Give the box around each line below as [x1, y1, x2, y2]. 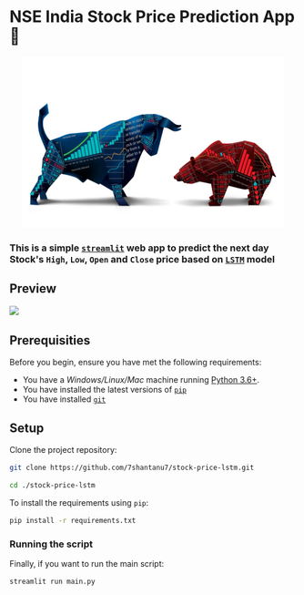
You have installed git [22, 394, 106, 405]
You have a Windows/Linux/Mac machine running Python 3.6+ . [22, 374, 260, 385]
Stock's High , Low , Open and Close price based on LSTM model [9, 252, 276, 265]
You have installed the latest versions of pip [22, 385, 187, 395]
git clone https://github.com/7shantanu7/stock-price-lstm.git [9, 463, 255, 473]
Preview [9, 281, 57, 297]
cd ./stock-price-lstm [9, 481, 96, 490]
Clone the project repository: [9, 445, 117, 456]
